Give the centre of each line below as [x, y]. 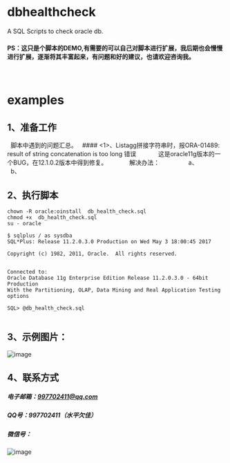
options [18, 296]
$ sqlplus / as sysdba [40, 236]
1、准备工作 [32, 127]
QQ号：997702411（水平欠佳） [52, 415]
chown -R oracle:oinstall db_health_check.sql [77, 211]
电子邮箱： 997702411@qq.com [52, 396]
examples [36, 100]
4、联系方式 [33, 378]
